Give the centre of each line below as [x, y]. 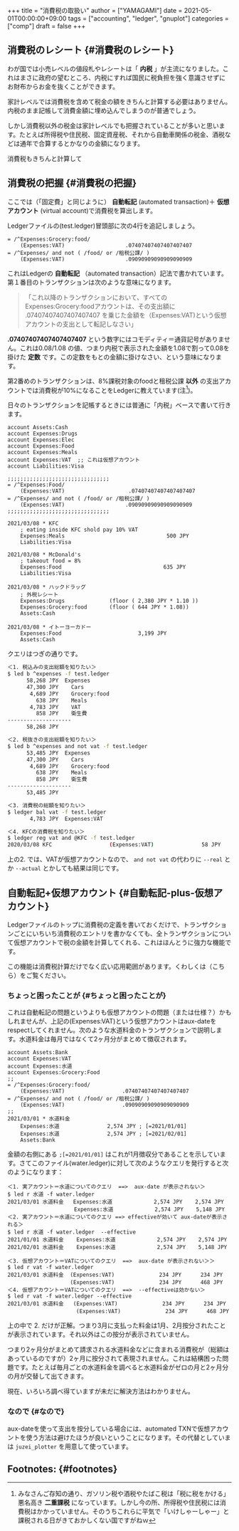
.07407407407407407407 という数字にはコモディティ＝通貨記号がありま [116, 339]
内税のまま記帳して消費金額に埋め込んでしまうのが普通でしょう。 [104, 110]
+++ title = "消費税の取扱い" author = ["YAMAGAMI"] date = [95, 10]
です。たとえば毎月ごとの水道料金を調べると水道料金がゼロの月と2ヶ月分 [121, 1367]
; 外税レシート [39, 595]
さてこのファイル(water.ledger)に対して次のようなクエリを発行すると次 [124, 1163]
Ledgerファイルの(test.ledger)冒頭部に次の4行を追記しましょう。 [103, 226]
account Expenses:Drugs [43, 434]
